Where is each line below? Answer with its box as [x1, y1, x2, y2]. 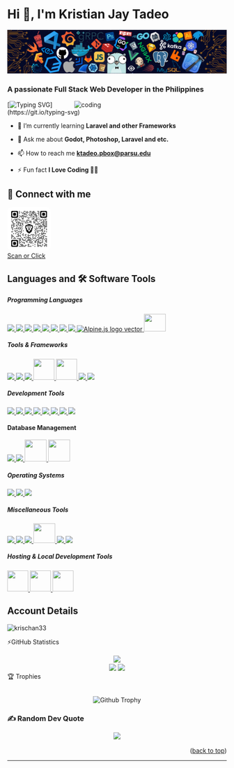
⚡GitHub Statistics [7, 637, 59, 646]
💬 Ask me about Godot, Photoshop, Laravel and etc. [17, 135, 169, 143]
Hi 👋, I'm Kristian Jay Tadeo [7, 6, 169, 22]
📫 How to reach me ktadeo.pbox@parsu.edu [17, 149, 151, 157]
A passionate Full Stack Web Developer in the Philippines [7, 84, 204, 94]
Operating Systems [7, 471, 65, 479]
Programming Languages [7, 296, 84, 304]
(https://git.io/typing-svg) [7, 108, 80, 116]
